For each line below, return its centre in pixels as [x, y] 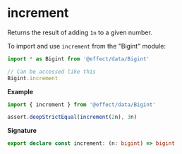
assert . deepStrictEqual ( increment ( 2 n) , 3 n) [72, 117]
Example [20, 91]
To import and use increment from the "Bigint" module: [86, 46]
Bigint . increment [33, 78]
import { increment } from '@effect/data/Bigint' [82, 104]
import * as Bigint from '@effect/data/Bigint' [79, 59]
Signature [22, 131]
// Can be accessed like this [52, 72]
